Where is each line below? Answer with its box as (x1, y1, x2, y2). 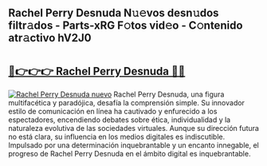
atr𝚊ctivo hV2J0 (8, 31, 92, 45)
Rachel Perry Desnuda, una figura (113, 89, 225, 99)
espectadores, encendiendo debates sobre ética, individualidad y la (8, 115, 231, 125)
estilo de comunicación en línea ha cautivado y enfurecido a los (8, 107, 218, 116)
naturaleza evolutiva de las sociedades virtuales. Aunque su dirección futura (8, 124, 259, 132)
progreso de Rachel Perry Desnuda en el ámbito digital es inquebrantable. (8, 149, 251, 158)
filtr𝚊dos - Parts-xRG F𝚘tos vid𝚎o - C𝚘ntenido (8, 19, 243, 33)
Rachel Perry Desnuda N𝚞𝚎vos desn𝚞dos (8, 6, 219, 20)
